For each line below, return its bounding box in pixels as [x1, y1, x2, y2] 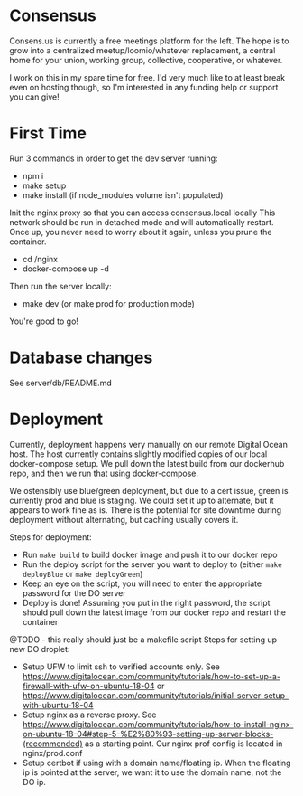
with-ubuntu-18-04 [22, 699, 94, 710]
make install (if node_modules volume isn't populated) [22, 189, 224, 200]
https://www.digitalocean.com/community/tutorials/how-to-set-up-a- [22, 670, 281, 681]
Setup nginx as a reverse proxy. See [22, 709, 157, 720]
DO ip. [22, 776, 47, 787]
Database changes [9, 347, 153, 368]
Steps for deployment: [9, 531, 92, 543]
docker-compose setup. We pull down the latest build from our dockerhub [9, 458, 285, 469]
